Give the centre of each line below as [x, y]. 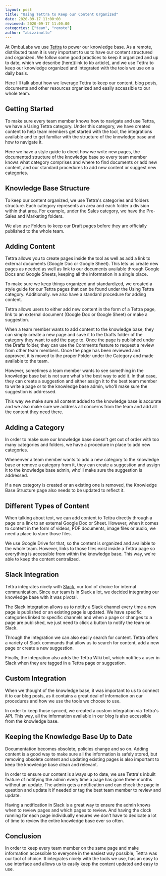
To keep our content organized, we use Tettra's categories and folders [77, 200]
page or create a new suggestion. [40, 648]
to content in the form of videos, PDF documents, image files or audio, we [81, 528]
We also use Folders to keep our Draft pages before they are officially [76, 226]
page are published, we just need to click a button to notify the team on [78, 623]
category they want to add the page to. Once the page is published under [80, 340]
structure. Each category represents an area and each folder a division [77, 205]
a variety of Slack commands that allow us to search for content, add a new [82, 642]
